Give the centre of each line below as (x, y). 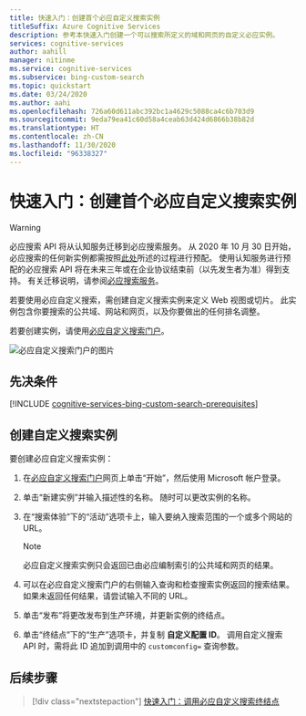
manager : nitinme (42, 60)
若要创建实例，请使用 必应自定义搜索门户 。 (89, 330)
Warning (25, 227)
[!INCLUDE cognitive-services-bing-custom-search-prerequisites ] (134, 404)
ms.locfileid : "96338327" (58, 153)
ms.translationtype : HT (55, 129)
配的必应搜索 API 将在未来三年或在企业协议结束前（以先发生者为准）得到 (146, 269)
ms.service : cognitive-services (71, 69)
